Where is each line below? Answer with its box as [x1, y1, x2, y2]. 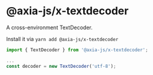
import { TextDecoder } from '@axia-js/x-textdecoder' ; [6, 46, 148, 53]
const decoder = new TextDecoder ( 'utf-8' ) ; [6, 63, 117, 69]
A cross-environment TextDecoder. [6, 24, 93, 31]
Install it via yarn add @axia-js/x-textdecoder [6, 35, 118, 42]
